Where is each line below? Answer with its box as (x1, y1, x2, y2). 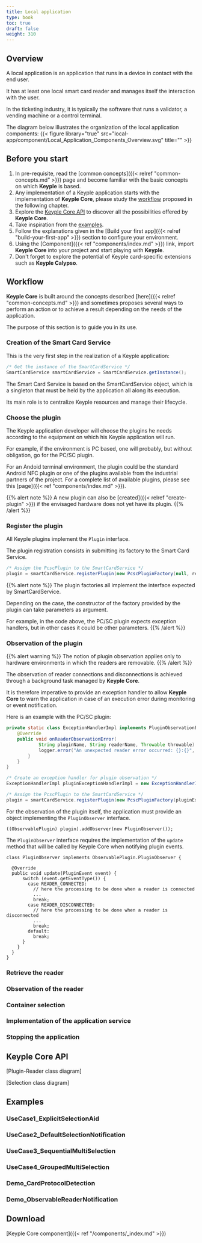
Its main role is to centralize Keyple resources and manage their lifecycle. (6, 398, 188, 406)
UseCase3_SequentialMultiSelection (6, 1147, 116, 1155)
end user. (6, 76, 30, 83)
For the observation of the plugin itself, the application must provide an (6, 807, 182, 815)
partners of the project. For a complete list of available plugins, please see (6, 476, 191, 483)
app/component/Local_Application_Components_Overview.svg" (6, 136, 164, 143)
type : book (6, 14, 34, 20)
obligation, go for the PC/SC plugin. (6, 451, 94, 458)
